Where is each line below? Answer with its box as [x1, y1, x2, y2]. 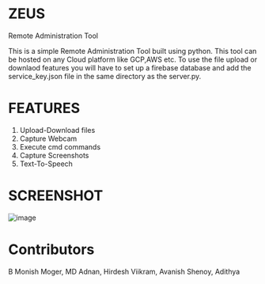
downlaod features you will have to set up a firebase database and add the [8, 62, 252, 72]
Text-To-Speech [19, 159, 74, 169]
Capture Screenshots [19, 150, 89, 160]
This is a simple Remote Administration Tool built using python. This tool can [8, 46, 257, 55]
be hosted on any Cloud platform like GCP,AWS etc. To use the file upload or [8, 55, 258, 64]
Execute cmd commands [19, 142, 101, 151]
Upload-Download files [19, 125, 96, 134]
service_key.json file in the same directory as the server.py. [8, 71, 202, 81]
